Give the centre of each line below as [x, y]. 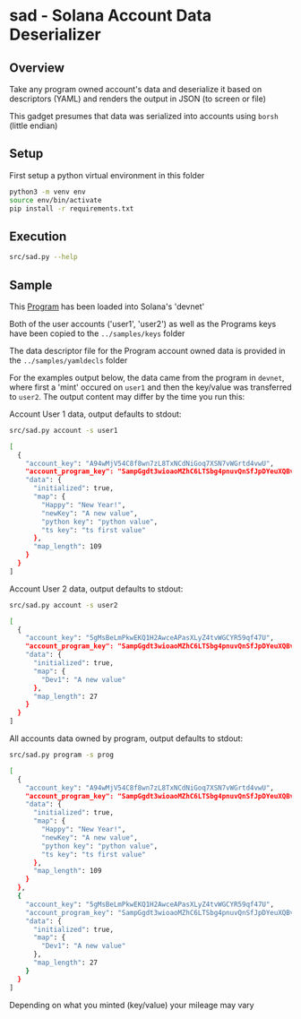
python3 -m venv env [48, 192]
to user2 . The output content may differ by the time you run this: [127, 396]
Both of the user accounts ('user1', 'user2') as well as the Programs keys [143, 324]
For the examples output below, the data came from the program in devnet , [147, 377]
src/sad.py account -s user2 [64, 605]
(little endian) [34, 125]
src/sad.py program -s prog [62, 755]
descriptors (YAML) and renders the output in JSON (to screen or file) [138, 99]
